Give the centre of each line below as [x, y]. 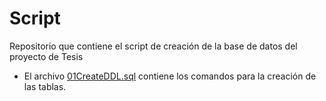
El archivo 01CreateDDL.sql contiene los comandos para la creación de [170, 76]
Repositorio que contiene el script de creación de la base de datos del [153, 46]
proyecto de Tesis [46, 56]
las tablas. [45, 86]
